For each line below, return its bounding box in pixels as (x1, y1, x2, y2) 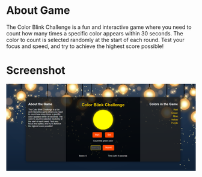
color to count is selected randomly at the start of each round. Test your (6, 36, 185, 43)
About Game (6, 4, 70, 17)
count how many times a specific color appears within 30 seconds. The (6, 29, 183, 37)
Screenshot (6, 64, 66, 77)
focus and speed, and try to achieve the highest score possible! (6, 43, 164, 50)
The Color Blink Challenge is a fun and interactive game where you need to (6, 23, 192, 31)
